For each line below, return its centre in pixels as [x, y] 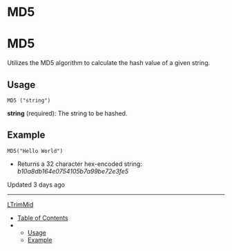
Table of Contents [42, 218]
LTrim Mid [20, 204]
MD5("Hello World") [35, 151]
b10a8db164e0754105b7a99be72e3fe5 [73, 171]
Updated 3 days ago [36, 185]
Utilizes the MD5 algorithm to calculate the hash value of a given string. [109, 63]
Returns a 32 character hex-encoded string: [80, 164]
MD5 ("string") [29, 100]
